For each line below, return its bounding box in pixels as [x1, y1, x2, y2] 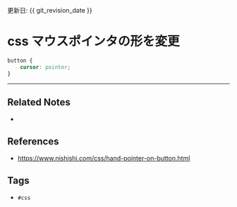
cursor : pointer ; [20, 63, 71, 70]
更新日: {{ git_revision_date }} [7, 6, 93, 14]
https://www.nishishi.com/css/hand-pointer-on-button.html [17, 154, 190, 163]
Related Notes [7, 96, 71, 108]
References [7, 135, 59, 147]
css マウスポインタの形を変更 [7, 34, 180, 49]
